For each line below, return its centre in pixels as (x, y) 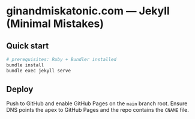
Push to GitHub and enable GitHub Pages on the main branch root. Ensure (97, 103)
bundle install (25, 65)
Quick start (28, 46)
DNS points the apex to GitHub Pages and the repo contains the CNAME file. (97, 110)
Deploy (20, 89)
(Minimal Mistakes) (55, 24)
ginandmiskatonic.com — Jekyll (88, 11)
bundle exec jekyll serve (38, 71)
